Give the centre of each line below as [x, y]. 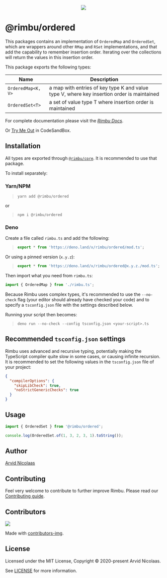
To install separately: [26, 173]
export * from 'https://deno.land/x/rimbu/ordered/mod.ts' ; [81, 247]
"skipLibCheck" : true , [38, 385]
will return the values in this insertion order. [49, 57]
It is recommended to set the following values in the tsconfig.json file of [80, 362]
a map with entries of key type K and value [99, 87]
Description [104, 79]
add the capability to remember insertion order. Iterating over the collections [83, 52]
